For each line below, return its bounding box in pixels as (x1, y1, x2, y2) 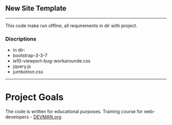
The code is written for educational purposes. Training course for (5, 109, 143, 115)
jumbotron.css (12, 69, 44, 75)
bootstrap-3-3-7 (12, 52, 48, 58)
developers (5, 114, 29, 120)
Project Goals (5, 92, 64, 103)
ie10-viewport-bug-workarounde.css (12, 58, 91, 64)
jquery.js (12, 64, 31, 70)
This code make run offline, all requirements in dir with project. (5, 23, 138, 29)
